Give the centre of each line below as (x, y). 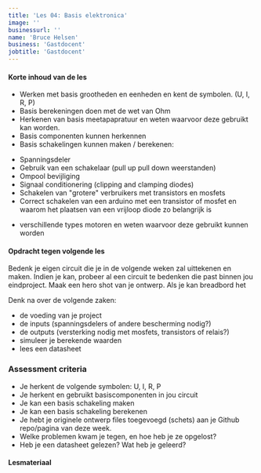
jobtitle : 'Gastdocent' (47, 52)
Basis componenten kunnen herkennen (83, 136)
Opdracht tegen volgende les (56, 251)
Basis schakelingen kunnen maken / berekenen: (96, 144)
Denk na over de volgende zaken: (62, 300)
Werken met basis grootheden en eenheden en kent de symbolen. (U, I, (135, 94)
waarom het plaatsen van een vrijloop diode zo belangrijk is (115, 209)
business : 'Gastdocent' (47, 45)
